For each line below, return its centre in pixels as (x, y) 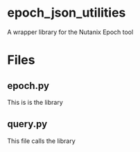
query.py (27, 124)
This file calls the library (42, 141)
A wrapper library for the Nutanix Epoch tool (70, 32)
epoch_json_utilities (67, 13)
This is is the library (35, 102)
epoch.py (28, 86)
